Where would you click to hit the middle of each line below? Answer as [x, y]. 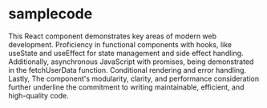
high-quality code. [39, 95]
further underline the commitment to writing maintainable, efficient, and [126, 87]
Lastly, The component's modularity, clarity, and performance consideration [134, 78]
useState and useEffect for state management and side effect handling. [126, 53]
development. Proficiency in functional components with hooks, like [120, 44]
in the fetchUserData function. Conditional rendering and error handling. [127, 70]
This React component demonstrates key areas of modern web [113, 36]
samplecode [51, 14]
